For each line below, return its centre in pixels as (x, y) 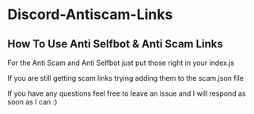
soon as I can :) (32, 102)
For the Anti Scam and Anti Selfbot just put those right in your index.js (121, 63)
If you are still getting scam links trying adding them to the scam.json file (126, 78)
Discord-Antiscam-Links (90, 15)
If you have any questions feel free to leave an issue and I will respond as (127, 93)
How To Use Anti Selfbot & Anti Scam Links (115, 44)
